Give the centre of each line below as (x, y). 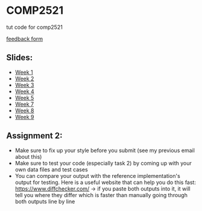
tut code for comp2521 (35, 27)
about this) (28, 156)
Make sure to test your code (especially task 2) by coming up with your (103, 163)
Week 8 (24, 110)
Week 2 (24, 78)
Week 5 (24, 97)
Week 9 (24, 117)
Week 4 (24, 91)
